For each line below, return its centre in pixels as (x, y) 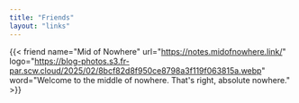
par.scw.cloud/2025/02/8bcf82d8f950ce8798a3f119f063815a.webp (136, 70)
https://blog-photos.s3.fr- (82, 61)
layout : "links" (40, 26)
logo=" (22, 61)
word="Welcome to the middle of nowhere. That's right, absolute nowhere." (150, 80)
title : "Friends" (42, 17)
